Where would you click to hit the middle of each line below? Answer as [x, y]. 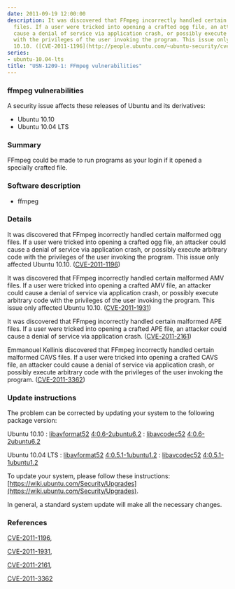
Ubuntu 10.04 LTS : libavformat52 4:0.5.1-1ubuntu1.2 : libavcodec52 [104, 455]
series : [19, 53]
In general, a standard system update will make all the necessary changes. [115, 505]
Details [20, 219]
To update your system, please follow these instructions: [88, 476]
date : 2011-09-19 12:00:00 [47, 14]
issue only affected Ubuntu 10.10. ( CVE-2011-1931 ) [79, 307]
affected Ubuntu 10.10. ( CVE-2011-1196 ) [64, 264]
